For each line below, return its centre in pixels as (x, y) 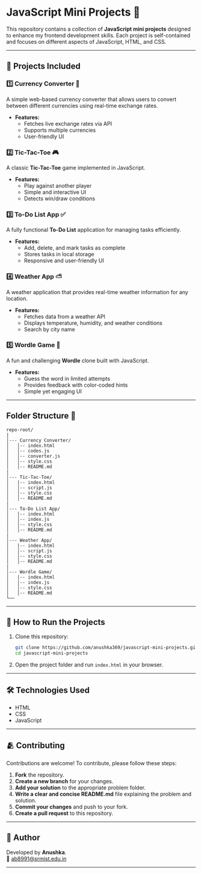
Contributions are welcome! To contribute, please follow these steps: (91, 763)
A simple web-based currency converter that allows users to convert (91, 99)
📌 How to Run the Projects (56, 622)
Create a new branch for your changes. (64, 781)
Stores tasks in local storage (59, 254)
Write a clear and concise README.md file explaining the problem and (103, 794)
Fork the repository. (39, 775)
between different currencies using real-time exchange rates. (82, 105)
